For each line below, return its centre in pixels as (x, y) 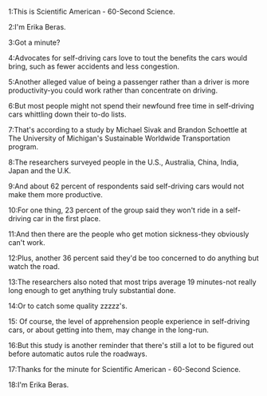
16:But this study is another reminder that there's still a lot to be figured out (131, 345)
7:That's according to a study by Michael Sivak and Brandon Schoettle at (128, 130)
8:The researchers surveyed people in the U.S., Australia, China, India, (124, 162)
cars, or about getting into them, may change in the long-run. (108, 330)
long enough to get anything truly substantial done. (92, 290)
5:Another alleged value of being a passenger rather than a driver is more (129, 82)
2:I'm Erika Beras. (37, 27)
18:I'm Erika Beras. (39, 385)
